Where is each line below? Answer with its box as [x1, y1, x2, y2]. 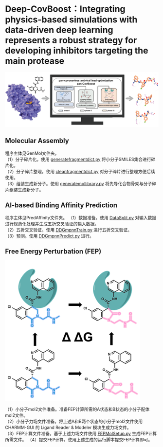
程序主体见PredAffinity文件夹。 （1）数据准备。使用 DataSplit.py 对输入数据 [5, 215, 157, 220]
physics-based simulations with [5, 14, 138, 25]
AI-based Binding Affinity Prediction [5, 201, 118, 210]
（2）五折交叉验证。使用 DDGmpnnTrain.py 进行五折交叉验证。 [5, 227, 132, 232]
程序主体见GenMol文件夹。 [5, 150, 59, 156]
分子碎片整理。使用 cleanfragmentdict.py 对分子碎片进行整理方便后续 [16, 168, 156, 174]
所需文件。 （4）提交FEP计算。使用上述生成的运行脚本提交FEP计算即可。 [5, 437, 153, 443]
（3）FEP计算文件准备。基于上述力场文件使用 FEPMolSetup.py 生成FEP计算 [5, 430, 157, 437]
